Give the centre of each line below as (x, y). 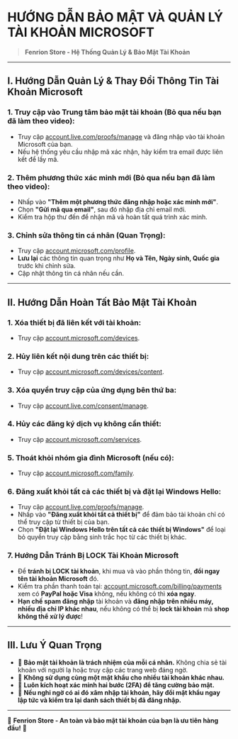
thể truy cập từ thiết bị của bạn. (63, 522)
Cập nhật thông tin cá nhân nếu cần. (71, 273)
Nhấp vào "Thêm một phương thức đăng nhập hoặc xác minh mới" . (118, 201)
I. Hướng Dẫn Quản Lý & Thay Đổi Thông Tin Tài (113, 81)
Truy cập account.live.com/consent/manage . (83, 406)
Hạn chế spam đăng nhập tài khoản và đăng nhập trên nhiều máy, (115, 601)
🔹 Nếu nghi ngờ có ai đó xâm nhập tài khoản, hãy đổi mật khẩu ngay (119, 692)
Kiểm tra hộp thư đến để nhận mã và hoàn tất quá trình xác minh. (112, 217)
